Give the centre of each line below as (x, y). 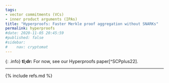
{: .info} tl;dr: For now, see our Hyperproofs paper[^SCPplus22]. (72, 61)
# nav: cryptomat (27, 47)
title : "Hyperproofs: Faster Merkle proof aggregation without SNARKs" (82, 24)
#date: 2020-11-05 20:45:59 (35, 33)
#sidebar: (16, 42)
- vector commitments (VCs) (35, 14)
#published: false (24, 38)
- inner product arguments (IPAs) (41, 19)
